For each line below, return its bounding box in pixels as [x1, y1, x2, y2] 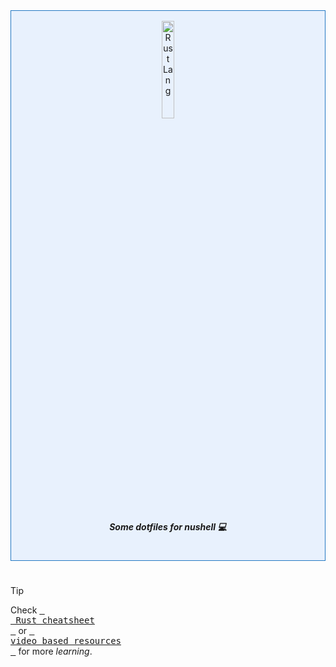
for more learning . [18, 645, 93, 658]
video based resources [10, 635, 122, 647]
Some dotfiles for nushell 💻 [109, 520, 227, 533]
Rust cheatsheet [15, 615, 95, 626]
